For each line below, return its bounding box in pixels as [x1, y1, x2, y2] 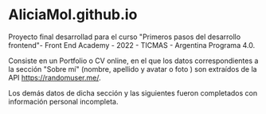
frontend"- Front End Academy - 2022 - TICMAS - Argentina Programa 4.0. [8, 40, 256, 49]
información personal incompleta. [8, 96, 119, 106]
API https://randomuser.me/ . [8, 73, 101, 82]
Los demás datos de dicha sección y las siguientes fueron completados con [8, 88, 257, 97]
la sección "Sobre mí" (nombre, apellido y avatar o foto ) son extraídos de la [8, 64, 257, 73]
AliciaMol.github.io [8, 6, 138, 24]
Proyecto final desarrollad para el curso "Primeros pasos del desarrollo [8, 32, 241, 41]
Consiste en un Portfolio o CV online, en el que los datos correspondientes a [8, 56, 259, 65]
